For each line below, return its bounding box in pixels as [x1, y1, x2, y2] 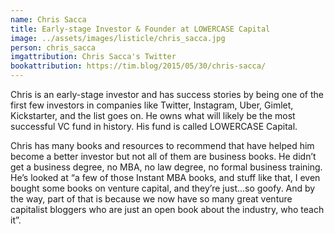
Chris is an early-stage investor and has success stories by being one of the [10, 89, 325, 100]
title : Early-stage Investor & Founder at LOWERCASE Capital [10, 24, 271, 34]
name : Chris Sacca [10, 14, 87, 25]
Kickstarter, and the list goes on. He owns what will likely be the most [10, 110, 296, 121]
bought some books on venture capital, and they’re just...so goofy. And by [10, 182, 316, 194]
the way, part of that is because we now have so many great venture [10, 193, 293, 205]
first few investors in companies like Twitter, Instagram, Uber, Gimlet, [10, 99, 294, 111]
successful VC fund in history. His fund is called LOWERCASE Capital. [10, 121, 298, 132]
